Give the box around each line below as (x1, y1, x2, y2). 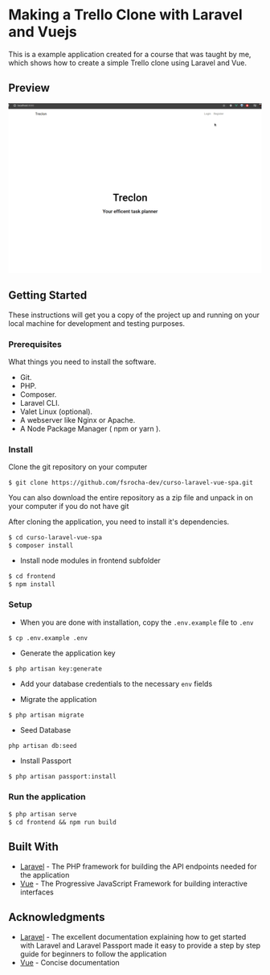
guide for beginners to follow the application (19, 948, 167, 959)
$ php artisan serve (8, 810, 78, 818)
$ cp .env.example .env (8, 634, 88, 642)
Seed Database (19, 725, 72, 734)
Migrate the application (19, 694, 97, 704)
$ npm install (8, 580, 56, 589)
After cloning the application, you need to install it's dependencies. (8, 517, 230, 527)
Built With (8, 840, 59, 854)
